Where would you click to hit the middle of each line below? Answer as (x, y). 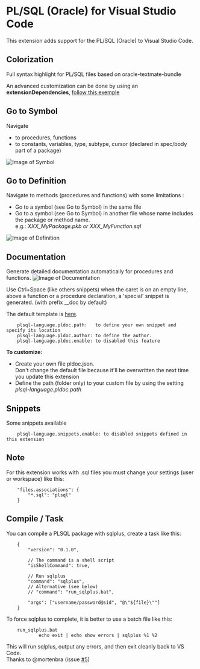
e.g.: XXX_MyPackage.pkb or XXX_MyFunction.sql (78, 226)
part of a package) (38, 150)
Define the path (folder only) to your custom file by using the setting (99, 383)
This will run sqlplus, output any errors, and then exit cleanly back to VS (95, 646)
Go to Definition (36, 181)
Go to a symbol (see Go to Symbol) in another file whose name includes (104, 214)
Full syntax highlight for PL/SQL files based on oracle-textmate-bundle (94, 74)
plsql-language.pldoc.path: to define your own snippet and (97, 325)
